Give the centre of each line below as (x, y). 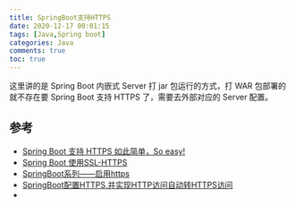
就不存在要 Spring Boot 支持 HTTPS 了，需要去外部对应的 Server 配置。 (141, 97)
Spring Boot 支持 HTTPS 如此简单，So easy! (104, 151)
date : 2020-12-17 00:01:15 (59, 26)
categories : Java (42, 43)
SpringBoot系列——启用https (76, 173)
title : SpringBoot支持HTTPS (60, 17)
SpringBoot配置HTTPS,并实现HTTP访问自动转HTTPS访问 (127, 185)
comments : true (38, 51)
